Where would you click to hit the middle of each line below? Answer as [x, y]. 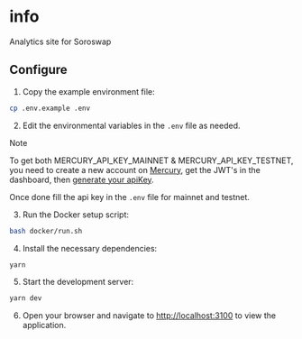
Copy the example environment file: [88, 91]
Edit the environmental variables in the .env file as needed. [131, 125]
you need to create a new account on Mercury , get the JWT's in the [135, 169]
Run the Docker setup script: [75, 215]
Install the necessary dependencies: [90, 248]
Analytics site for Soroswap [60, 41]
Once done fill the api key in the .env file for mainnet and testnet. [130, 197]
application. [44, 325]
